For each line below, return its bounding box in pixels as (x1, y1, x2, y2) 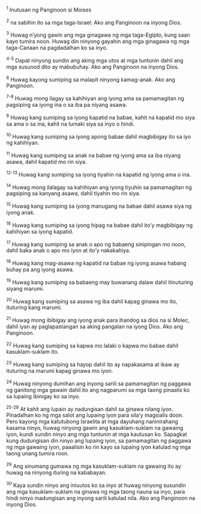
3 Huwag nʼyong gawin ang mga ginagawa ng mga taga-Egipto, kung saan (6, 30, 190, 38)
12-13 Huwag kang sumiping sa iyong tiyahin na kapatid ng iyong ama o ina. (6, 169, 191, 178)
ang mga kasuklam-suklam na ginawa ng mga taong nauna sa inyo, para (6, 488, 185, 495)
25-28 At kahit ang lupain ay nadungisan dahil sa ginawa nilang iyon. (6, 404, 173, 413)
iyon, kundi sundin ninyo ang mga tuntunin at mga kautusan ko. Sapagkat (6, 431, 187, 438)
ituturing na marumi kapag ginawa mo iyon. (6, 367, 113, 375)
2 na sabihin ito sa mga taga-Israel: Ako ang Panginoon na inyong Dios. (6, 17, 182, 26)
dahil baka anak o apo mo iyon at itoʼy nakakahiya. (6, 247, 131, 254)
